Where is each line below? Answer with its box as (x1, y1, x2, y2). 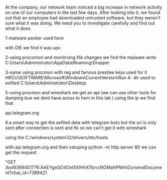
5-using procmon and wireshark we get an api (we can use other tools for (5, 90, 157, 95)
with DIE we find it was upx (5, 45, 61, 50)
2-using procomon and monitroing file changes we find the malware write (5, 54, 157, 60)
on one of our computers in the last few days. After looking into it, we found (5, 9, 161, 15)
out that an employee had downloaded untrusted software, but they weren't (5, 15, 161, 20)
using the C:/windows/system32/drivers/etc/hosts (5, 135, 108, 140)
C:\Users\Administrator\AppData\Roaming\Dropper (5, 60, 110, 65)
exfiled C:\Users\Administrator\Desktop (5, 80, 86, 86)
